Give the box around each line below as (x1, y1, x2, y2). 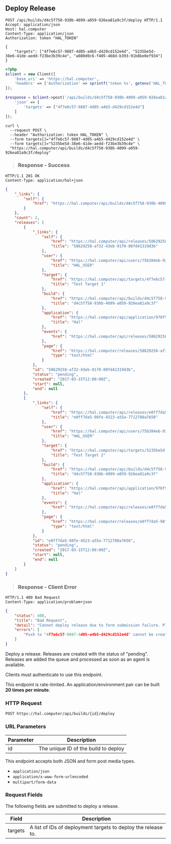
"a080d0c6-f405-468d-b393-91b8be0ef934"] (73, 53, 163, 58)
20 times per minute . (5, 687, 50, 693)
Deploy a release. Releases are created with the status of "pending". (5, 650, 149, 657)
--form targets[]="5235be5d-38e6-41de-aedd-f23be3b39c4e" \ (10, 141, 140, 146)
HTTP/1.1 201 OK (5, 173, 40, 178)
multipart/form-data (12, 780, 56, 785)
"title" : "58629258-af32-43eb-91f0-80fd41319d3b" (50, 244, 158, 249)
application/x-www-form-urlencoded (12, 774, 89, 779)
